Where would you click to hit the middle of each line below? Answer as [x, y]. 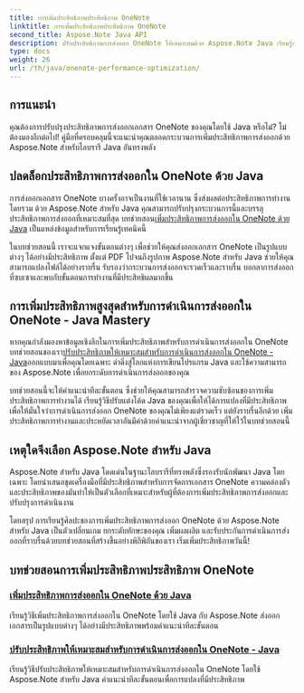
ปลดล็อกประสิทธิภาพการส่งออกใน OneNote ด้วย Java [137, 176]
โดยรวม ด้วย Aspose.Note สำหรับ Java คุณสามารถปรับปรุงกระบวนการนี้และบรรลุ [137, 208]
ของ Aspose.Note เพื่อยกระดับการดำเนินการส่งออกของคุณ [100, 373]
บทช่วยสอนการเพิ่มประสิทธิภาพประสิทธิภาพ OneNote [132, 570]
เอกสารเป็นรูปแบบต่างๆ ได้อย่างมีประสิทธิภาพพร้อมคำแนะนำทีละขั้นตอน [114, 625]
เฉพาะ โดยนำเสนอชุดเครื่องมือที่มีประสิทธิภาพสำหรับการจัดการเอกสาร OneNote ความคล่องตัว [150, 482]
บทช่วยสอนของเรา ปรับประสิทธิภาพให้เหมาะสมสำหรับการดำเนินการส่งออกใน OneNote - [142, 352]
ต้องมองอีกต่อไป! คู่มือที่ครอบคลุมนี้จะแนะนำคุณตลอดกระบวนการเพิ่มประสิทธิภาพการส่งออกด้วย [150, 137]
